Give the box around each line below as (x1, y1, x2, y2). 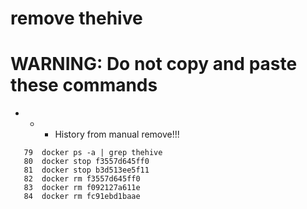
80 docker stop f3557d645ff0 (23, 157, 150, 167)
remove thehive (10, 7, 143, 30)
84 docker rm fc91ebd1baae (23, 192, 141, 202)
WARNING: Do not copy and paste (10, 53, 298, 76)
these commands (10, 74, 158, 97)
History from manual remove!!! (54, 128, 180, 141)
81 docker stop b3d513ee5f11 (23, 165, 150, 176)
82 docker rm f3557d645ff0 (23, 174, 141, 184)
